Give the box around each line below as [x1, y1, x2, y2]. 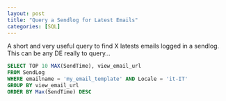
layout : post [7, 10, 45, 17]
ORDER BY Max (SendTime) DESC [7, 88, 92, 95]
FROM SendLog [7, 69, 45, 76]
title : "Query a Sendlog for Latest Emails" [7, 17, 138, 24]
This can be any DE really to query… [7, 49, 111, 57]
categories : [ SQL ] [7, 23, 60, 30]
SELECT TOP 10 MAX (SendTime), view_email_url [7, 63, 141, 70]
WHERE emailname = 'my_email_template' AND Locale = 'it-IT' [7, 75, 188, 83]
